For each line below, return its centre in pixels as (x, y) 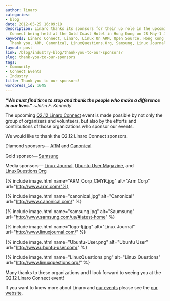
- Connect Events (24, 72)
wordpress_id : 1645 (26, 85)
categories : (18, 15)
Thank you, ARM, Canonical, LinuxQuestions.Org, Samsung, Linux (79, 43)
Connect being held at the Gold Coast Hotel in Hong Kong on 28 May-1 (86, 34)
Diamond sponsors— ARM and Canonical (48, 146)
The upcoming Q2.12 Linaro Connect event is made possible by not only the (84, 115)
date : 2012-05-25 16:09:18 (34, 24)
